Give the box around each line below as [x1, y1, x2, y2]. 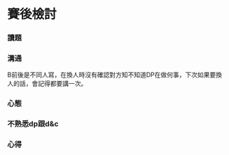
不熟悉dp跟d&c [7, 119, 59, 129]
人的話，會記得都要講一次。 [7, 80, 88, 88]
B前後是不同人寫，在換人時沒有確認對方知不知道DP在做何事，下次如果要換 [7, 71, 223, 79]
